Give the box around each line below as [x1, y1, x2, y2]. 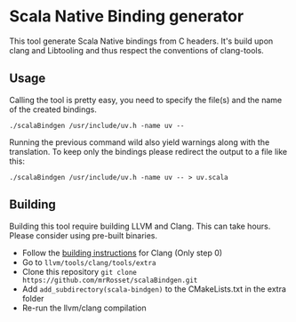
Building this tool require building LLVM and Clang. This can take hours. [9, 221, 271, 231]
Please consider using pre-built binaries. [9, 229, 158, 241]
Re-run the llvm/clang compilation [21, 302, 147, 313]
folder [21, 293, 44, 303]
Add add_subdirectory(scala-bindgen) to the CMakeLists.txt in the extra [21, 283, 287, 294]
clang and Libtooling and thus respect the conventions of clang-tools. [9, 44, 264, 55]
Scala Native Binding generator [9, 6, 244, 27]
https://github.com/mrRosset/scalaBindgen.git [21, 276, 198, 285]
